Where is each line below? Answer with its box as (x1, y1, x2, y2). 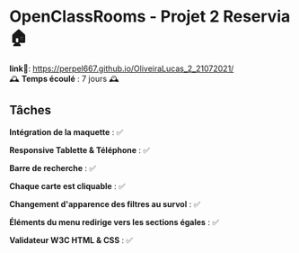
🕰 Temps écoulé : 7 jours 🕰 (9, 73, 119, 84)
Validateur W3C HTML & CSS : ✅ (9, 234, 133, 245)
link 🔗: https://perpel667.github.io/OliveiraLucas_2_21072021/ (9, 63, 234, 74)
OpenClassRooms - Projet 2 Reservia (9, 6, 291, 27)
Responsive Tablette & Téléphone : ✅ (9, 144, 151, 155)
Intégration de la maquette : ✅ (9, 126, 124, 137)
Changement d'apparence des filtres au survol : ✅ (9, 198, 201, 209)
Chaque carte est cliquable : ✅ (9, 180, 126, 191)
